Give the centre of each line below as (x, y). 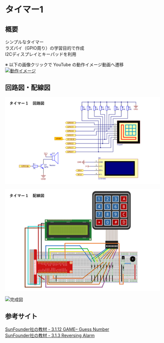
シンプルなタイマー (25, 42)
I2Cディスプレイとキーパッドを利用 (41, 54)
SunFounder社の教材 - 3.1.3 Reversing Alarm (50, 335)
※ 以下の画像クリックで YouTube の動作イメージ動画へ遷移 (64, 65)
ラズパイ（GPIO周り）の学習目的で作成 (45, 48)
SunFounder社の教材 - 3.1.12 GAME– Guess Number (57, 329)
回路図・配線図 (28, 88)
